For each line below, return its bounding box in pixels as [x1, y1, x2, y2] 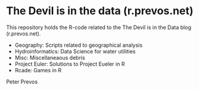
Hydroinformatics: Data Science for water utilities [14, 47, 136, 54]
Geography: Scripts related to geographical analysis [14, 41, 143, 49]
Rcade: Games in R [14, 66, 61, 73]
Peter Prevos [6, 78, 38, 85]
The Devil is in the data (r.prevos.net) [6, 4, 194, 18]
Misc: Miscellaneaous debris [14, 54, 85, 61]
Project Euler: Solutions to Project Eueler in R [14, 60, 125, 67]
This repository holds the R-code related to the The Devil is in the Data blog [6, 24, 192, 31]
